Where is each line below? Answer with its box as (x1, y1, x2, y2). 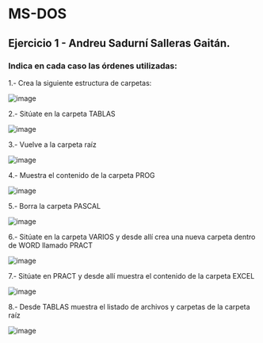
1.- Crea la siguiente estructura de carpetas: (8, 78, 152, 87)
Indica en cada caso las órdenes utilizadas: (8, 60, 177, 71)
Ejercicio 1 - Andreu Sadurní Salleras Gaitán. (8, 37, 231, 50)
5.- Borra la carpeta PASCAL (8, 201, 101, 210)
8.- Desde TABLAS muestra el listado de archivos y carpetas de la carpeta (8, 302, 251, 311)
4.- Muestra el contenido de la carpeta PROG (8, 170, 156, 179)
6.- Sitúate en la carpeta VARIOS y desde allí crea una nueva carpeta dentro (8, 232, 256, 241)
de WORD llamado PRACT (8, 240, 93, 250)
